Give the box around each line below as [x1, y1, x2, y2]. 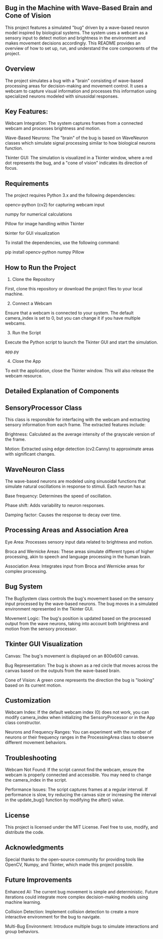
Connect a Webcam [12, 301, 52, 306]
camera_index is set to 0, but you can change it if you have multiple [5, 315, 141, 321]
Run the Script [12, 330, 41, 336]
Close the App [12, 358, 41, 364]
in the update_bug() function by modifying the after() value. [5, 797, 124, 803]
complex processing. [5, 568, 47, 574]
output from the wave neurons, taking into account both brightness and [5, 620, 149, 626]
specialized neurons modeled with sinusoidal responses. [5, 93, 119, 99]
